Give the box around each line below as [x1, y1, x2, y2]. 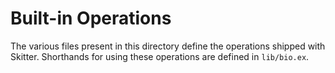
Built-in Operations [10, 7, 172, 30]
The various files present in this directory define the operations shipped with [10, 40, 326, 52]
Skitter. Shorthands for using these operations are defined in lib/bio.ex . [10, 50, 310, 62]
